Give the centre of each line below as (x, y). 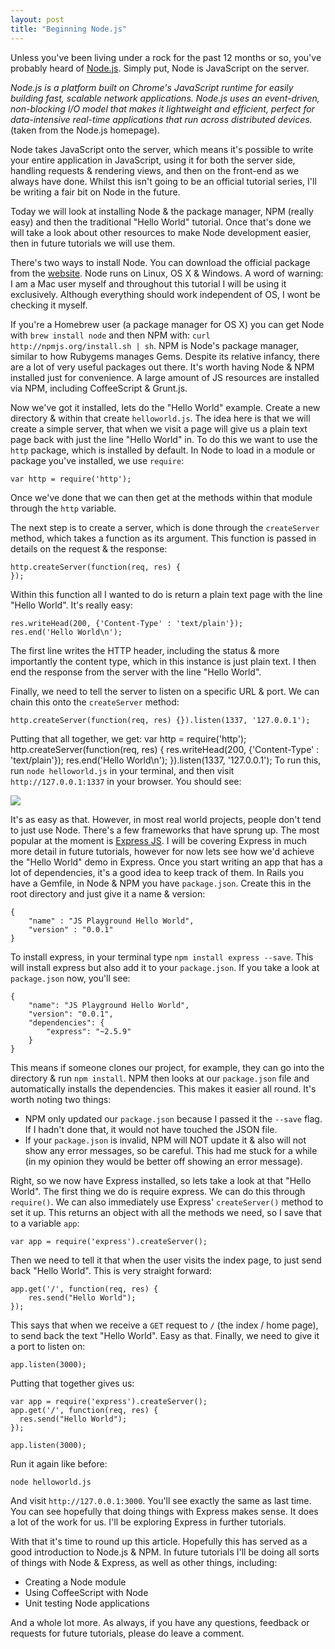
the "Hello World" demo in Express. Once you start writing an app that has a (166, 862)
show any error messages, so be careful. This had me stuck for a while (171, 1150)
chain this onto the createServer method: (95, 702)
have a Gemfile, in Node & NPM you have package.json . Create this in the (161, 883)
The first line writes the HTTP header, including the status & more (145, 650)
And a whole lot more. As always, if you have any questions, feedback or (160, 1622)
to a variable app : (45, 1223)
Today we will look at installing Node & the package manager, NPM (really (162, 211)
